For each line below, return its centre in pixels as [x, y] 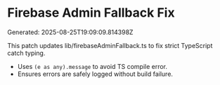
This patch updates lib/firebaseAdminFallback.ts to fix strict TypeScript [110, 45]
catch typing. [26, 53]
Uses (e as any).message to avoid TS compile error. [92, 66]
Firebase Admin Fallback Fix [91, 13]
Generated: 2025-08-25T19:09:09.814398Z [70, 32]
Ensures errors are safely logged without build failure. [95, 74]
